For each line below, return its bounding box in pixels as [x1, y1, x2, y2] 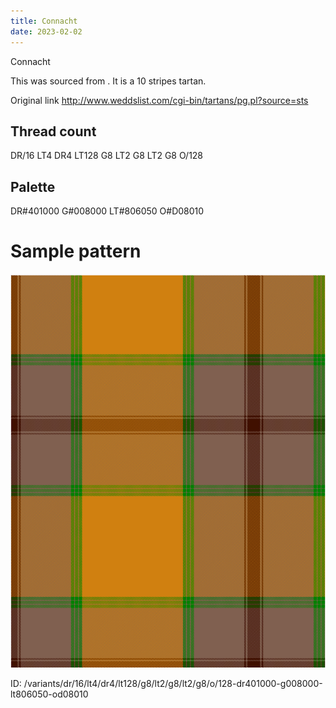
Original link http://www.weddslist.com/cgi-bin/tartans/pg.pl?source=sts [10, 94, 309, 106]
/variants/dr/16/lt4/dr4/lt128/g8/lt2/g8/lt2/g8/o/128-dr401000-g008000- [23, 678, 323, 690]
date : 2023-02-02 [10, 26, 83, 37]
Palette [10, 178, 56, 195]
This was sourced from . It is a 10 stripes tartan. [10, 75, 207, 87]
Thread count [10, 123, 97, 140]
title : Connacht [10, 16, 78, 26]
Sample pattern [10, 240, 142, 263]
